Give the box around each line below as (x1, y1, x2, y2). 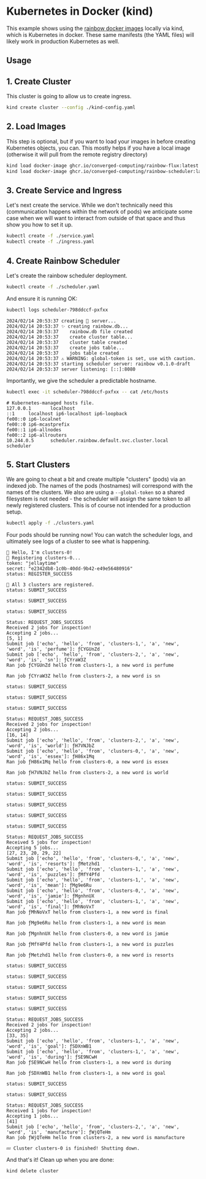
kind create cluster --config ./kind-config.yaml (6, 104, 136, 111)
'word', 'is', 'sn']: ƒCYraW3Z (6, 657, 86, 663)
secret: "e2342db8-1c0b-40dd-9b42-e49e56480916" (6, 566, 133, 572)
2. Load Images (6, 121, 66, 132)
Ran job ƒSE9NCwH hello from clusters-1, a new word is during (6, 1059, 172, 1066)
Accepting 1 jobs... (6, 1113, 59, 1119)
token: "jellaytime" (6, 560, 59, 567)
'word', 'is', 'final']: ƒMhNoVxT (6, 904, 95, 910)
